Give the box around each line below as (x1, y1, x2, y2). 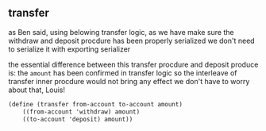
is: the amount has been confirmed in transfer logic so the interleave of (8, 67, 237, 78)
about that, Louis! (8, 85, 66, 94)
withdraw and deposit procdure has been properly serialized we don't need (8, 36, 256, 45)
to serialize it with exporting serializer (8, 44, 131, 54)
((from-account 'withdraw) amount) (22, 107, 141, 116)
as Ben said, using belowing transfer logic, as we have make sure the (8, 27, 234, 37)
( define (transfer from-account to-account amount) (8, 100, 183, 108)
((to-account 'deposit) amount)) (22, 115, 133, 123)
